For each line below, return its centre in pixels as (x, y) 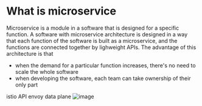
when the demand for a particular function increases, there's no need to (105, 65)
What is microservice (61, 11)
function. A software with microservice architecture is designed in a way (97, 34)
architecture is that (30, 53)
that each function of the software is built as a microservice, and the (92, 41)
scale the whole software (47, 71)
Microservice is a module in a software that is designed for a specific (93, 28)
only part (26, 84)
